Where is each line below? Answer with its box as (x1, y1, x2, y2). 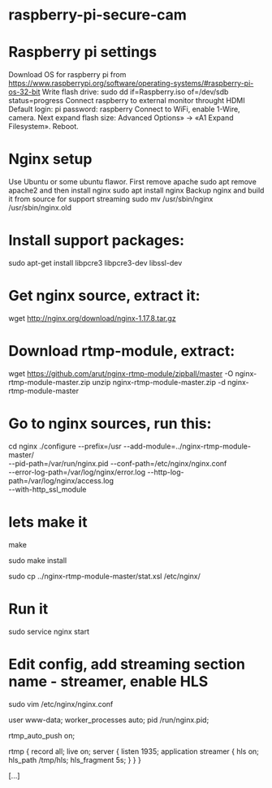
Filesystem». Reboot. (8, 122, 79, 132)
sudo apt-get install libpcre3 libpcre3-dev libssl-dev (8, 258, 183, 267)
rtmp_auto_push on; (8, 730, 76, 740)
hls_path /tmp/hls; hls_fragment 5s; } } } (8, 755, 142, 764)
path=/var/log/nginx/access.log (8, 475, 114, 485)
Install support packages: (8, 232, 185, 249)
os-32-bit (8, 87, 41, 97)
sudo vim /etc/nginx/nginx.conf (8, 699, 114, 708)
